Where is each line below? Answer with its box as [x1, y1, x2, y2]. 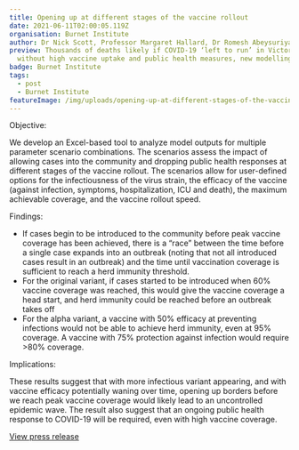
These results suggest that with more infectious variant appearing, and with [9, 376, 287, 387]
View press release [9, 431, 80, 442]
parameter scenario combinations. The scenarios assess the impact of [9, 147, 268, 157]
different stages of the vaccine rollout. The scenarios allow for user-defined [9, 165, 287, 176]
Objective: [9, 120, 47, 131]
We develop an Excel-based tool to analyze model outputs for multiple [9, 137, 267, 148]
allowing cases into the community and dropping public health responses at [9, 157, 287, 167]
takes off [21, 304, 55, 315]
